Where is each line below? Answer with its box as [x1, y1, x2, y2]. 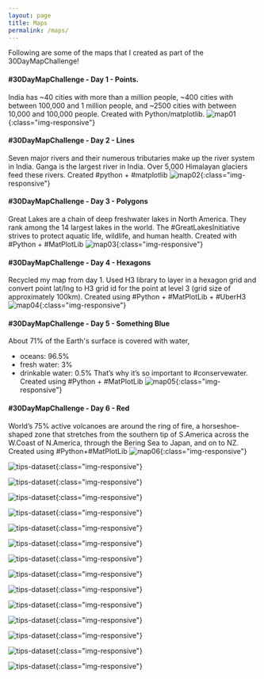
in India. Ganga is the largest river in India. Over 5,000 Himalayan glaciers [8, 162, 248, 171]
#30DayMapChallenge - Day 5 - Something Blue [8, 319, 170, 328]
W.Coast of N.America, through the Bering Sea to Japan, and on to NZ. [8, 437, 239, 448]
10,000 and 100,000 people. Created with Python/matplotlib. [8, 109, 205, 119]
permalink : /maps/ [8, 26, 69, 34]
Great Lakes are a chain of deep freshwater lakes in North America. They [8, 214, 247, 223]
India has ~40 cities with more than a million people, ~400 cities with [8, 92, 234, 101]
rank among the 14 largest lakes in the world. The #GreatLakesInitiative [8, 223, 240, 232]
